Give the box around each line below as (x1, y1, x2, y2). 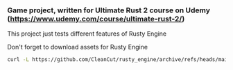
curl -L (7, 56, 30, 63)
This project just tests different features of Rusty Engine (7, 30, 167, 38)
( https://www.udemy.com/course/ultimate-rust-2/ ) (7, 14, 185, 23)
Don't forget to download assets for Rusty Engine (7, 43, 148, 51)
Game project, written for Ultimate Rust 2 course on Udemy (7, 5, 210, 15)
